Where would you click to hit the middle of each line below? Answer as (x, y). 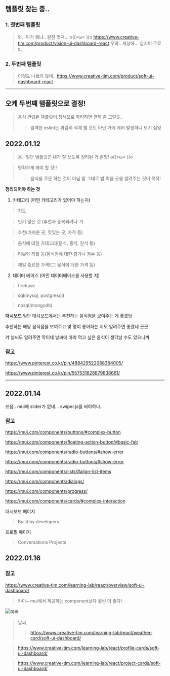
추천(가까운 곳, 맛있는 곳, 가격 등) (50, 232)
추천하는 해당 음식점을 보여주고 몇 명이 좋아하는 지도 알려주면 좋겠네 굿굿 (77, 326)
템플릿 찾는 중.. (27, 9)
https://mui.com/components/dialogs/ (45, 482)
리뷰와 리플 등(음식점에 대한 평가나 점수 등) (60, 254)
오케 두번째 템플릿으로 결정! (46, 104)
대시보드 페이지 (20, 512)
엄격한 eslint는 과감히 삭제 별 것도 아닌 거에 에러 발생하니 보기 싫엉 (96, 127)
